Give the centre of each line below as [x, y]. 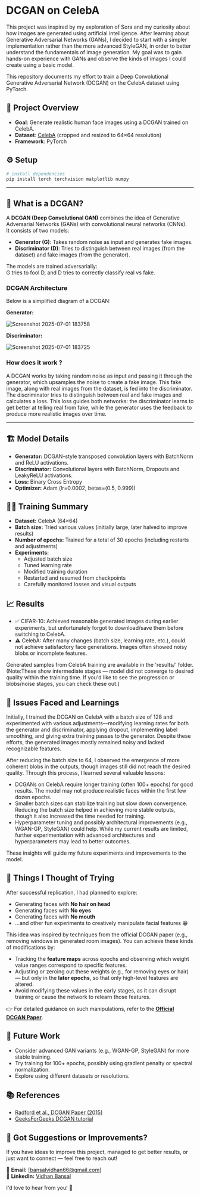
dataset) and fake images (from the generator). [72, 255]
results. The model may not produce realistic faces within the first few [100, 790]
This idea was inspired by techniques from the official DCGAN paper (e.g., [97, 935]
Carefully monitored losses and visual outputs [80, 584]
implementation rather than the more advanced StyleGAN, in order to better [99, 46]
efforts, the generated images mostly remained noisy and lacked [85, 742]
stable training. [33, 1057]
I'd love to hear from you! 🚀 [40, 1188]
